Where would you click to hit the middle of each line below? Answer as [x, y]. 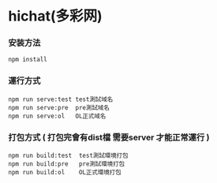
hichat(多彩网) [55, 16]
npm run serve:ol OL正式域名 [57, 116]
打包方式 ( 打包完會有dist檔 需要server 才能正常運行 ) [109, 137]
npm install [28, 60]
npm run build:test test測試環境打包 [68, 156]
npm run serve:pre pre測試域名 [59, 107]
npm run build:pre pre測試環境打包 [66, 164]
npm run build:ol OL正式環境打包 [65, 173]
